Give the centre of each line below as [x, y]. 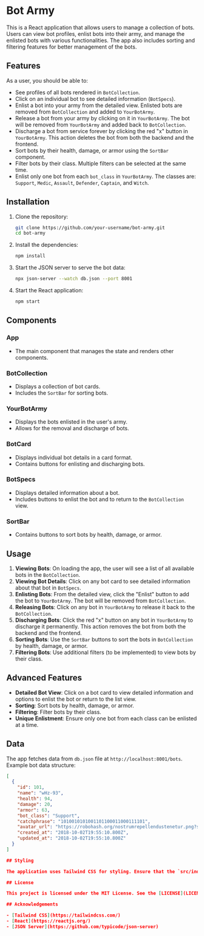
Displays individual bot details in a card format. [73, 457]
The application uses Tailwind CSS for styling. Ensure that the [91, 872]
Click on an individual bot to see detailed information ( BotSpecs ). [95, 98]
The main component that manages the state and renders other [94, 351]
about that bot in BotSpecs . [48, 588]
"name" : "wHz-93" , [40, 793]
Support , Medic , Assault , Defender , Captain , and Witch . [82, 182]
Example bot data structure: [41, 765]
